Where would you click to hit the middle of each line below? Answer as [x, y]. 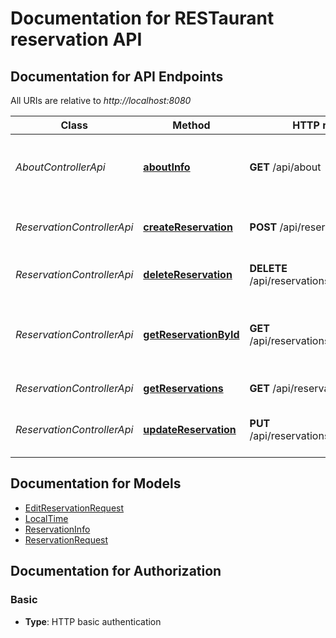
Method [191, 125]
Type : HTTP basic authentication [93, 621]
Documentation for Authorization [116, 571]
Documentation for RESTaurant [142, 18]
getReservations [183, 388]
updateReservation [190, 429]
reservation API [76, 39]
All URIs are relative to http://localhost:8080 [101, 100]
